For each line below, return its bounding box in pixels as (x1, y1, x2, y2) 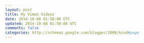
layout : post (5, 7, 32, 12)
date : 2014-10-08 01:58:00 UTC (5, 16, 70, 21)
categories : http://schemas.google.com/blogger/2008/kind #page (5, 30, 140, 35)
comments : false (5, 26, 39, 31)
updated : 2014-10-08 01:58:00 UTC (5, 21, 77, 26)
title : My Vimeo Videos (5, 12, 55, 17)
